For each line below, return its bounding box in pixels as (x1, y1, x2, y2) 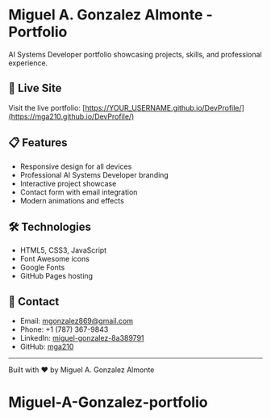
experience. (8, 58, 48, 68)
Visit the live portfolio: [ (8, 103, 85, 112)
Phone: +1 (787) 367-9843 (19, 325, 109, 334)
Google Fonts (19, 262, 65, 272)
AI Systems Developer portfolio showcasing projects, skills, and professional (8, 49, 262, 59)
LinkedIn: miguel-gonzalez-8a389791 (19, 333, 144, 343)
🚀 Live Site (8, 82, 62, 95)
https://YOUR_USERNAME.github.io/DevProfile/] (84, 103, 244, 112)
